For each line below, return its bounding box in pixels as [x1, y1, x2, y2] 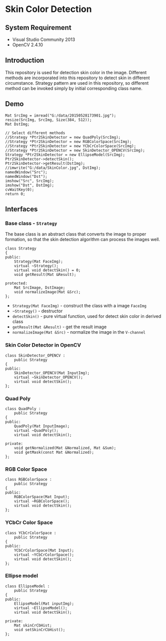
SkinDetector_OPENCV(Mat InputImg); [14, 370, 90, 376]
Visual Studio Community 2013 [12, 36, 75, 42]
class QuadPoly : [5, 406, 41, 411]
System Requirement [5, 23, 72, 32]
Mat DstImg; [5, 122, 30, 127]
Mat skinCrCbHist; [14, 623, 52, 628]
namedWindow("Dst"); [5, 174, 48, 179]
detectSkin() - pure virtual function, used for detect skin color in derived [12, 313, 162, 319]
